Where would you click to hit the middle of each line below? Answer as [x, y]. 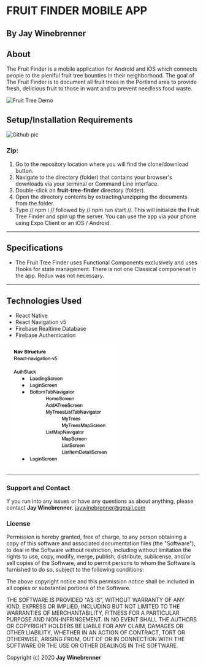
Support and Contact [38, 487]
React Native [31, 316]
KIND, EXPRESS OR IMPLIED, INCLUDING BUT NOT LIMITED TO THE [93, 607]
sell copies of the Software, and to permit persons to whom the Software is [101, 563]
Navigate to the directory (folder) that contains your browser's [94, 177]
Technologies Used [44, 301]
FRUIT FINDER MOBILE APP [77, 11]
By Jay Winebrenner [46, 34]
